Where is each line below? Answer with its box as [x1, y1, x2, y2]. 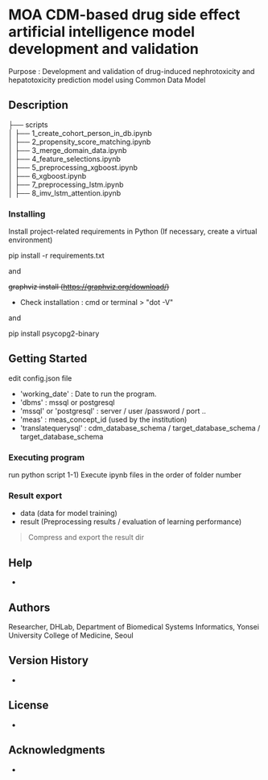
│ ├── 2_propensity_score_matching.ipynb [8, 137, 151, 147]
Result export [8, 490, 63, 501]
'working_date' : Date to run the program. [19, 389, 157, 398]
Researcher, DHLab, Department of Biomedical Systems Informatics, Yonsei [8, 622, 260, 632]
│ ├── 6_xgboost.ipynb [8, 171, 87, 180]
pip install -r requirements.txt [8, 251, 105, 261]
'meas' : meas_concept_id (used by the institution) [19, 415, 188, 424]
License [8, 699, 49, 712]
